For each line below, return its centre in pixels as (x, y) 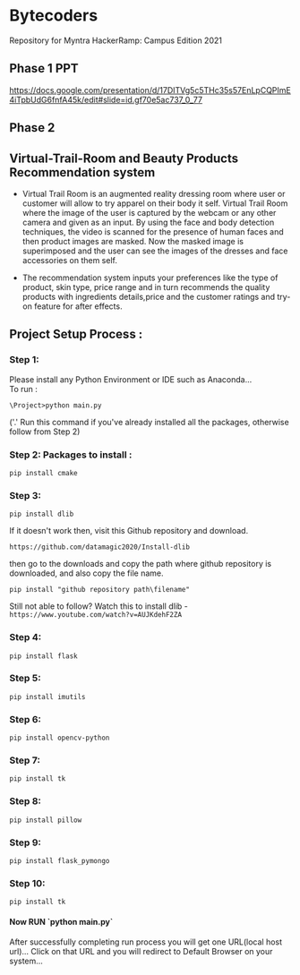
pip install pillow (46, 820)
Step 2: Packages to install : (71, 455)
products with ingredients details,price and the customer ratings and (149, 296)
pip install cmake (43, 473)
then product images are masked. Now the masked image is (133, 241)
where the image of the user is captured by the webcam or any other (149, 212)
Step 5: (26, 679)
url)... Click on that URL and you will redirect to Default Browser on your (141, 951)
